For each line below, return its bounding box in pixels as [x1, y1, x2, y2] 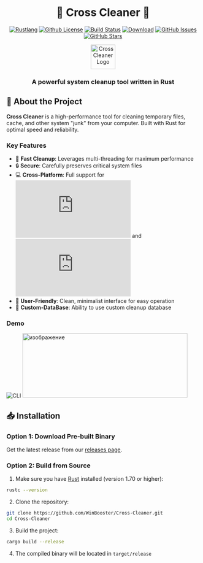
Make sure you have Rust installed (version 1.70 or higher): [15, 475, 164, 483]
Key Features [6, 141, 47, 150]
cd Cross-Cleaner [6, 516, 51, 522]
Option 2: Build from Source [6, 461, 91, 470]
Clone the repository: [15, 498, 69, 505]
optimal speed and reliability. [6, 126, 79, 133]
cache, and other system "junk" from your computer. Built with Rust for [6, 119, 186, 126]
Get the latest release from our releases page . [6, 446, 123, 453]
